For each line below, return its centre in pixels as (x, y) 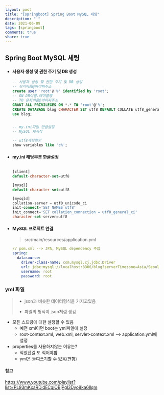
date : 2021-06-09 (23, 23)
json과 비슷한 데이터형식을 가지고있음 (60, 301)
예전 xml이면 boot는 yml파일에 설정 (53, 328)
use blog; (22, 114)
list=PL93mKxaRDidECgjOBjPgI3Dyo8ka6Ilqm (51, 387)
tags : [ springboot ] (25, 28)
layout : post (18, 10)
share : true (17, 37)
